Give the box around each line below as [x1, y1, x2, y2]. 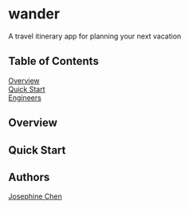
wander [8, 5, 61, 23]
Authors [8, 170, 50, 184]
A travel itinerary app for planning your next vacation [8, 31, 182, 41]
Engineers [8, 93, 41, 102]
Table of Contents [8, 54, 100, 68]
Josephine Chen [8, 191, 62, 201]
